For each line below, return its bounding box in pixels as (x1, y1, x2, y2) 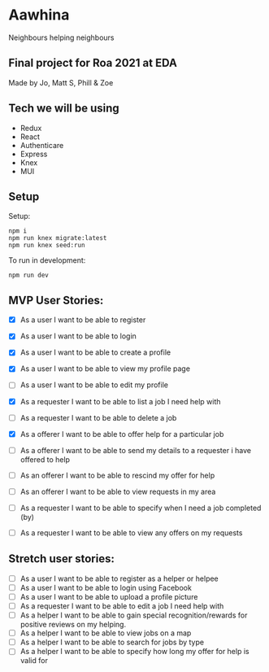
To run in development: (8, 255, 86, 265)
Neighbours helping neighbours (8, 33, 115, 42)
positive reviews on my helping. (20, 620, 127, 630)
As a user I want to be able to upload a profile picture (20, 591, 198, 601)
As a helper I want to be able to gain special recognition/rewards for (20, 610, 248, 620)
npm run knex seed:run (8, 242, 85, 250)
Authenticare (20, 140, 64, 150)
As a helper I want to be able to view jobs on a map (20, 628, 192, 638)
